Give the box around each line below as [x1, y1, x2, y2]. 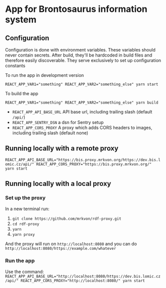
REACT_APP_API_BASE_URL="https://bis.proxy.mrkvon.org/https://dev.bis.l [5, 157, 161, 162]
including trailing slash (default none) [12, 130, 88, 136]
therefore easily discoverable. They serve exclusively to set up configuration [5, 58, 162, 63]
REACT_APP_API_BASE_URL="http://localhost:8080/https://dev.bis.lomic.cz [5, 274, 161, 279]
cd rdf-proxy [12, 222, 40, 227]
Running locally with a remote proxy [5, 144, 119, 153]
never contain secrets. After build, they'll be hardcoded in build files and [5, 52, 153, 58]
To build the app [5, 91, 39, 96]
